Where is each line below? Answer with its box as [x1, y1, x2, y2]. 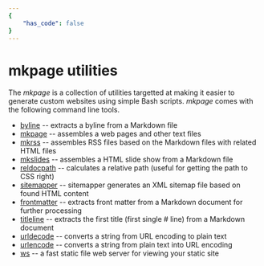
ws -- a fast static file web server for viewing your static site [19, 248, 219, 258]
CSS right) [19, 172, 55, 182]
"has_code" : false [22, 19, 84, 27]
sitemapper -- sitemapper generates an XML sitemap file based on [19, 180, 241, 190]
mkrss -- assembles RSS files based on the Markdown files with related [19, 137, 257, 147]
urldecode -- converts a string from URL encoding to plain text [19, 231, 227, 241]
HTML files [19, 146, 57, 156]
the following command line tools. [8, 105, 120, 115]
